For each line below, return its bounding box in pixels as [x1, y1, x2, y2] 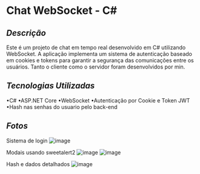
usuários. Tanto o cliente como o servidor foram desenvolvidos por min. [6, 63, 185, 70]
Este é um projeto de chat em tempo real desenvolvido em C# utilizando [6, 44, 186, 51]
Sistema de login [6, 137, 48, 144]
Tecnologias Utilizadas [6, 81, 95, 91]
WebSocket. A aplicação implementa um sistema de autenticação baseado [6, 50, 192, 58]
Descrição [6, 28, 47, 38]
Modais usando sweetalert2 [6, 149, 76, 156]
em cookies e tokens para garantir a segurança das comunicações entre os [6, 57, 195, 64]
